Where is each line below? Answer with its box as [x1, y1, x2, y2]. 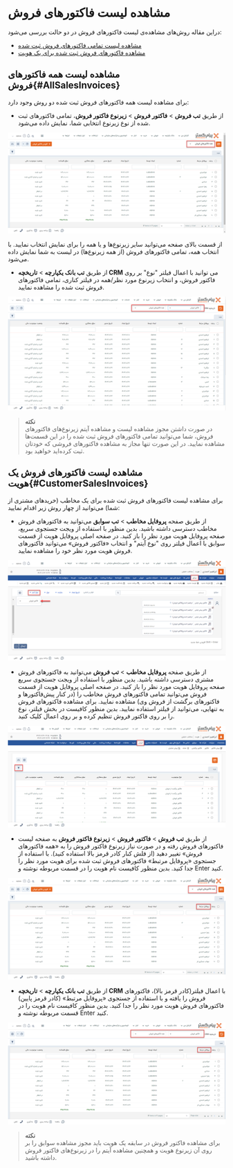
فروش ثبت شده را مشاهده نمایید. [17, 283, 104, 292]
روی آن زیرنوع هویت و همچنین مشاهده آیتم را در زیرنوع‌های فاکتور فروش [24, 1146, 213, 1155]
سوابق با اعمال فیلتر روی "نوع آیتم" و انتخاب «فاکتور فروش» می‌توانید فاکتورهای [17, 539, 225, 547]
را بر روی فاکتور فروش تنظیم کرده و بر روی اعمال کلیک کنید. [17, 712, 175, 720]
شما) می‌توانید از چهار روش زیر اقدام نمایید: [8, 503, 120, 512]
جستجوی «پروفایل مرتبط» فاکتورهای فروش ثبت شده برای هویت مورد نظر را [17, 856, 216, 864]
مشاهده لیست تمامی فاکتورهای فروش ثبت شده [17, 41, 142, 49]
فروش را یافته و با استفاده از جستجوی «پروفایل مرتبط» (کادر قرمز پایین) [17, 994, 206, 1002]
